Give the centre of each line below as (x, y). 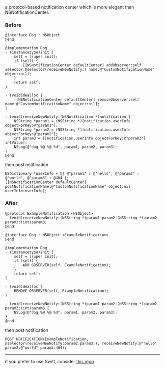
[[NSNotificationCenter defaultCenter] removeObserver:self (77, 100)
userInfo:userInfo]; (26, 191)
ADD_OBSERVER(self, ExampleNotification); (67, 265)
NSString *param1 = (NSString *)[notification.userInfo (72, 121)
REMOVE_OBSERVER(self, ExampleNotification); (61, 291)
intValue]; (16, 143)
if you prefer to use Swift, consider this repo (50, 361)
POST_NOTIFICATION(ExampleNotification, (47, 339)
